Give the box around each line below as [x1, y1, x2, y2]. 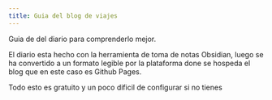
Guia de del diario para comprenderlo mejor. [8, 34, 157, 44]
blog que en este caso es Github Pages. [8, 66, 142, 77]
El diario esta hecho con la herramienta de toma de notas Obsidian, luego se [8, 49, 264, 59]
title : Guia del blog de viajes [8, 11, 118, 20]
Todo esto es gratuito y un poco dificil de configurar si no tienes [8, 82, 223, 92]
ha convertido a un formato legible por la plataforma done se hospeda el [8, 58, 251, 68]
